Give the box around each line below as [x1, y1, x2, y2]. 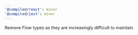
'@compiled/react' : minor [4, 7, 57, 12]
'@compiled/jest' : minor [4, 12, 55, 16]
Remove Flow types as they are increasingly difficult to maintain [4, 24, 133, 30]
